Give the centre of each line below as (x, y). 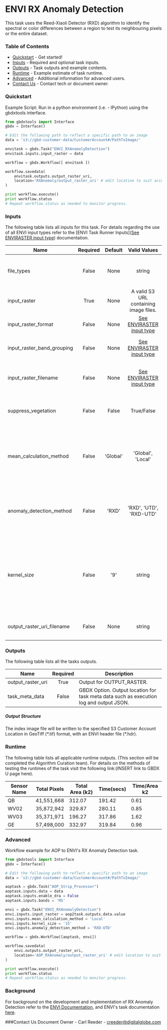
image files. (143, 310)
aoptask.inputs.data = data (34, 891)
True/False (143, 411)
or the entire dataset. (27, 33)
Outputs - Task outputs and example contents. (60, 68)
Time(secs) (112, 789)
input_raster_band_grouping (41, 348)
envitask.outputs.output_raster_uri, (53, 176)
